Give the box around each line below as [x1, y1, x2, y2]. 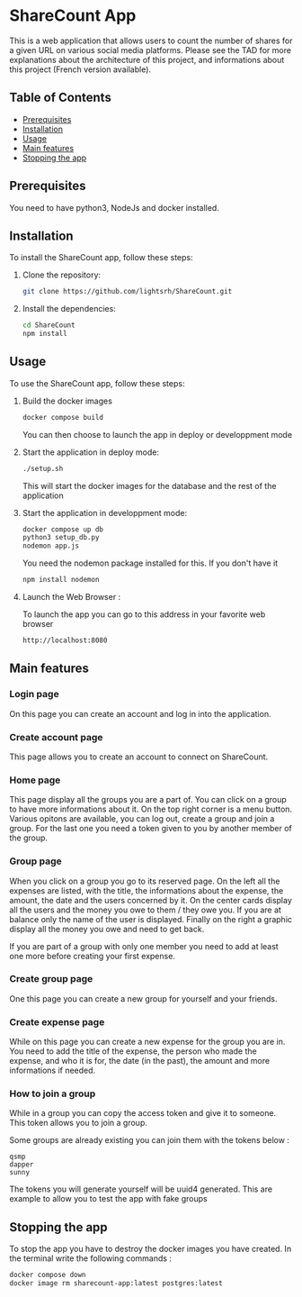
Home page [9, 774, 61, 786]
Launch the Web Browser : [22, 592, 121, 603]
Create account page [9, 730, 103, 743]
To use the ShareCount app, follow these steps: [9, 377, 185, 388]
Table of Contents [9, 90, 112, 105]
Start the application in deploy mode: [22, 447, 160, 458]
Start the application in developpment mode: [22, 507, 187, 518]
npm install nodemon [22, 576, 100, 585]
